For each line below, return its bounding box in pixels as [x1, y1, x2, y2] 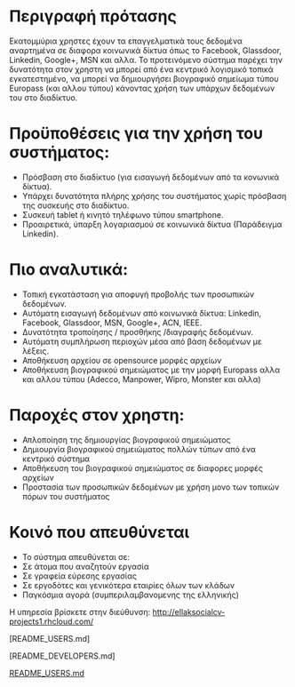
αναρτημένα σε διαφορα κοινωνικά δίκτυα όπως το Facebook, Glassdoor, [9, 44, 283, 55]
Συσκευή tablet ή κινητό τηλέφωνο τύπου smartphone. [21, 209, 224, 220]
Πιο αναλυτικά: [9, 260, 129, 280]
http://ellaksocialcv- [152, 606, 226, 617]
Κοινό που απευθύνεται [9, 522, 189, 542]
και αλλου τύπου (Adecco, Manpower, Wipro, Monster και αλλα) [21, 373, 261, 384]
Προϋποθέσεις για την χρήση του [9, 124, 264, 144]
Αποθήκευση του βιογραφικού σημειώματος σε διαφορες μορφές [21, 462, 264, 473]
